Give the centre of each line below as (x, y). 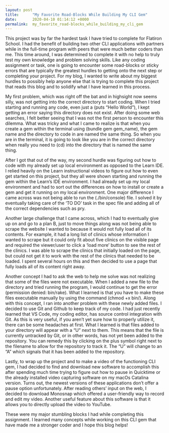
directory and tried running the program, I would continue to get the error (81, 287)
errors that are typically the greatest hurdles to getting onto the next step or (84, 71)
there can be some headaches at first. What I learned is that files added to (82, 325)
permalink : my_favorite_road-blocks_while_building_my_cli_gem (74, 24)
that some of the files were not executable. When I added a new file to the (82, 282)
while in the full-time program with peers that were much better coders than (84, 49)
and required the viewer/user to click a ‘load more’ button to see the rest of (83, 245)
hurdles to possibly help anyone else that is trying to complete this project (82, 81)
